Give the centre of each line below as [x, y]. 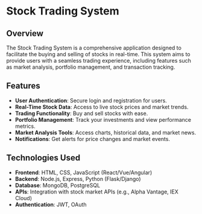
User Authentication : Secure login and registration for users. [91, 100]
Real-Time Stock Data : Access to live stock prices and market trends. [102, 107]
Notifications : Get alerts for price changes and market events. [93, 139]
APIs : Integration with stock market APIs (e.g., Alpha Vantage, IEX [97, 192]
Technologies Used [43, 158]
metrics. [25, 126]
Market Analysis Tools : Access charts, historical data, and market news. [106, 132]
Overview [25, 33]
